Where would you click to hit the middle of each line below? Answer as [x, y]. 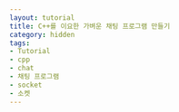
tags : [20, 43]
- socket [26, 85]
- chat [22, 69]
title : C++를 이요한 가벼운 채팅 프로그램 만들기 [90, 26]
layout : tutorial [42, 18]
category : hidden [42, 34]
